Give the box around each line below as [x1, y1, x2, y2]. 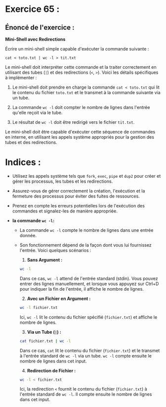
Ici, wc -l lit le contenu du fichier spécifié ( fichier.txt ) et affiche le [19, 314, 158, 320]
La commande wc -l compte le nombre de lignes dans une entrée [19, 227, 154, 233]
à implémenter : [5, 75, 37, 80]
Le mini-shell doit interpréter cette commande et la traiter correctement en [5, 64, 157, 70]
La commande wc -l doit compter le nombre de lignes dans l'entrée [12, 104, 150, 110]
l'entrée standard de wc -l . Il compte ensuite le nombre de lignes [19, 391, 152, 397]
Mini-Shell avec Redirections [5, 36, 66, 42]
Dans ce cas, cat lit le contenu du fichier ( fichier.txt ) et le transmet [19, 348, 160, 354]
